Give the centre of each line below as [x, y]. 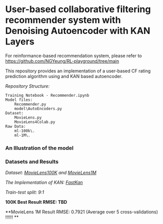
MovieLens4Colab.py [35, 122]
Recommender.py [30, 104]
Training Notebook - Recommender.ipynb [47, 95]
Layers [20, 42]
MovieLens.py [28, 118]
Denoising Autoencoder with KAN [78, 31]
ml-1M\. [22, 135]
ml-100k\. [25, 131]
